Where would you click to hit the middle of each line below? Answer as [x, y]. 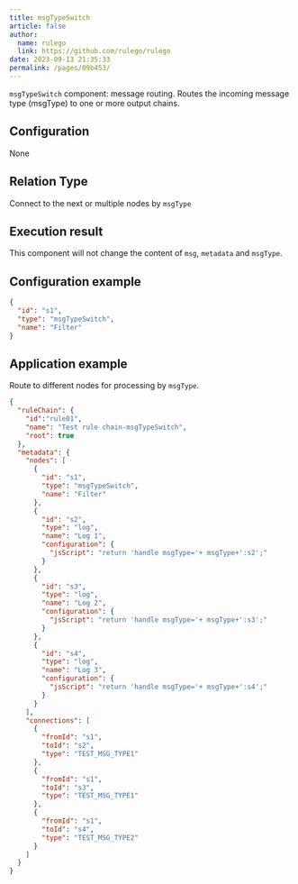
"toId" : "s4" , [68, 829]
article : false [38, 26]
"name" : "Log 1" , [74, 536]
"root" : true [50, 435]
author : [24, 34]
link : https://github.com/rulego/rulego [94, 51]
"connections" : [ [58, 720]
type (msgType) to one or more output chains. [95, 103]
